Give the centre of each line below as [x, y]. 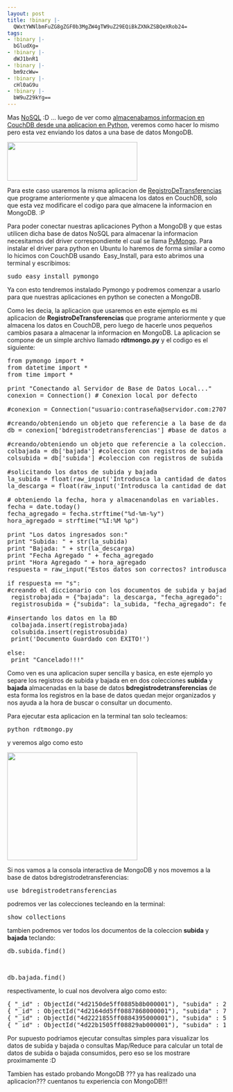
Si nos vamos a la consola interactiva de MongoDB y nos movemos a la [109, 870]
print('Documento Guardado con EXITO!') [80, 639]
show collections [36, 917]
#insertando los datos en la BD [62, 618]
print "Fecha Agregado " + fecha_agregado [80, 555]
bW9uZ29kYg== [32, 98]
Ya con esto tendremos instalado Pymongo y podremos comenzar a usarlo [114, 290]
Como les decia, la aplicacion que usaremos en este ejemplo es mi [102, 311]
